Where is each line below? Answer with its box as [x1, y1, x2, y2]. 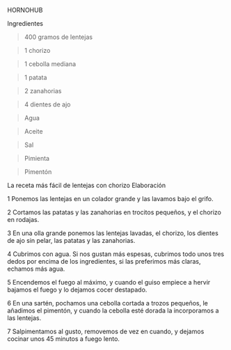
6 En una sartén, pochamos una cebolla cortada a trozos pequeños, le [7, 299, 209, 307]
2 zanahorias [24, 87, 62, 95]
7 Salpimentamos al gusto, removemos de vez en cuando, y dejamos [7, 327, 205, 335]
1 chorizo [24, 47, 51, 54]
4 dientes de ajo [24, 100, 71, 109]
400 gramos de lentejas [24, 33, 93, 41]
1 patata [24, 73, 47, 81]
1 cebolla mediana [24, 60, 77, 68]
